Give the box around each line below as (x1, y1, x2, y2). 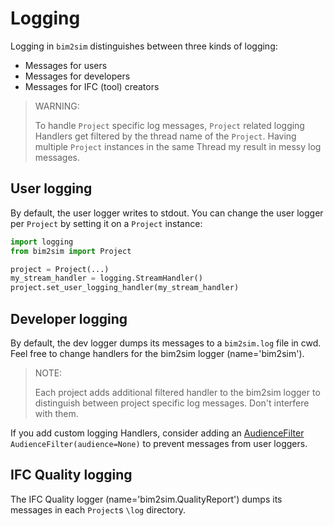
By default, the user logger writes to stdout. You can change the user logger (10, 207, 324, 219)
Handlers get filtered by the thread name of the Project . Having (34, 130, 297, 142)
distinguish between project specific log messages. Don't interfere (34, 397, 310, 409)
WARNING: (34, 100, 80, 112)
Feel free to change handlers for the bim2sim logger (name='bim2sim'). (10, 347, 305, 359)
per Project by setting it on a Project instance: (10, 217, 203, 229)
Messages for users (24, 59, 108, 71)
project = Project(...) (10, 264, 110, 274)
